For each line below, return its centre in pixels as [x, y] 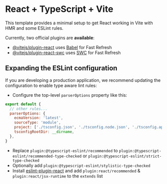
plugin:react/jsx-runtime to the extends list [58, 176]
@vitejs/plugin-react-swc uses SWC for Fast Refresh [66, 53]
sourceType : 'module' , [38, 123]
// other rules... [29, 109]
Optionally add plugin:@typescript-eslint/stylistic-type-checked [81, 165]
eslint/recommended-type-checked [47, 156]
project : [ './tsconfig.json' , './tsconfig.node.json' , [72, 127]
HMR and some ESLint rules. [34, 28]
